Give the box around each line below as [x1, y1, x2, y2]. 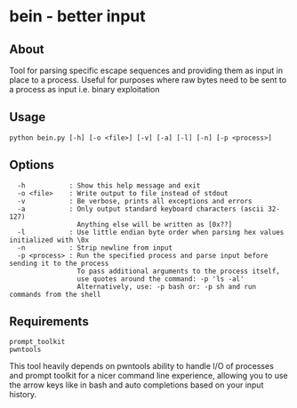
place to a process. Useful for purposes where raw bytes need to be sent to [9, 75, 287, 85]
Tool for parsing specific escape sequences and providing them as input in [9, 65, 283, 76]
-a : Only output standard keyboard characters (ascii [17, 204, 265, 213]
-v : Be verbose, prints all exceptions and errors [17, 196, 253, 205]
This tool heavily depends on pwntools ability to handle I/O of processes [9, 361, 274, 372]
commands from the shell [9, 290, 101, 299]
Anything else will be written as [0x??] [76, 220, 233, 228]
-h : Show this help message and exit [17, 180, 201, 190]
